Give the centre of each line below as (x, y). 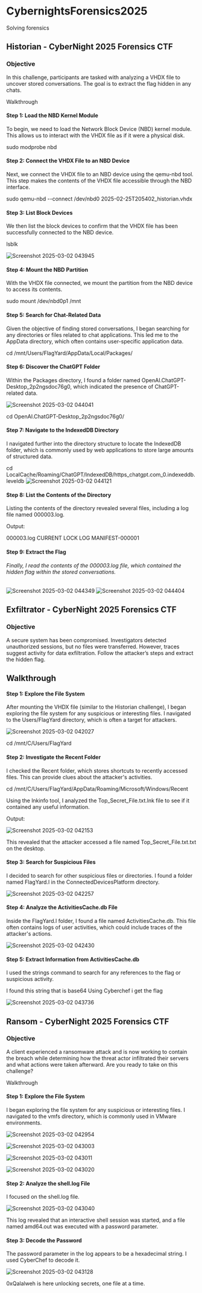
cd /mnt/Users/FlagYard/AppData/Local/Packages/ (69, 353)
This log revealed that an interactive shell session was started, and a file (96, 1220)
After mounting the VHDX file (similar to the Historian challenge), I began (96, 707)
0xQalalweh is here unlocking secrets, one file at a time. (76, 1283)
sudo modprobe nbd (32, 147)
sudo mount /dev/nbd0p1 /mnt (44, 301)
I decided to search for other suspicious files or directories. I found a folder (99, 875)
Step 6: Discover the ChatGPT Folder (53, 367)
